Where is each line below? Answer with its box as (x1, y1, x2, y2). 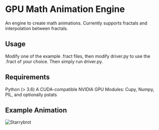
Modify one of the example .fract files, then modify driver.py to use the (5, 53, 151, 59)
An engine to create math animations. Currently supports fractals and (5, 20, 148, 26)
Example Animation (5, 106, 67, 114)
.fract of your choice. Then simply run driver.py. (5, 58, 103, 64)
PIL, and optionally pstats (5, 91, 57, 97)
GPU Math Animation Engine (5, 3, 125, 15)
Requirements (5, 73, 50, 81)
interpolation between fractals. (5, 25, 68, 31)
